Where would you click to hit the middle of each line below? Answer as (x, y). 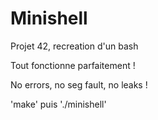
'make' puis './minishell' (58, 104)
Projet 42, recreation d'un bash (74, 46)
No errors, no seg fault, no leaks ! (79, 84)
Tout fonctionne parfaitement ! (73, 65)
